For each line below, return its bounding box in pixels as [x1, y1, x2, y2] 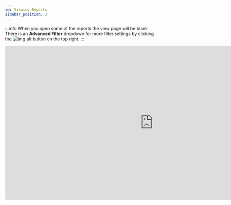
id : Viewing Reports [5, 7, 48, 12]
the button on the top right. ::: [5, 35, 85, 42]
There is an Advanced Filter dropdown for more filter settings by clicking [5, 31, 154, 36]
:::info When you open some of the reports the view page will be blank [5, 25, 148, 31]
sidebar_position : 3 [5, 12, 48, 17]
